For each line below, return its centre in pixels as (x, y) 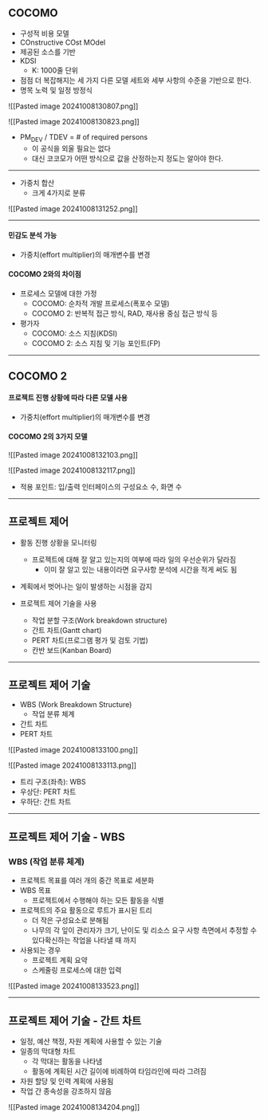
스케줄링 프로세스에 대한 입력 (77, 970)
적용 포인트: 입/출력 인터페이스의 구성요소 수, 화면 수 (100, 486)
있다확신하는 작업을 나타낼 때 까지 (84, 941)
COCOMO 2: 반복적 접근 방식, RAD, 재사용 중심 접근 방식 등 (124, 313)
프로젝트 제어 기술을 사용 (58, 603)
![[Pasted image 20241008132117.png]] (72, 470)
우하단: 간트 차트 (45, 802)
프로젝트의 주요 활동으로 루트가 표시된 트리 (86, 910)
